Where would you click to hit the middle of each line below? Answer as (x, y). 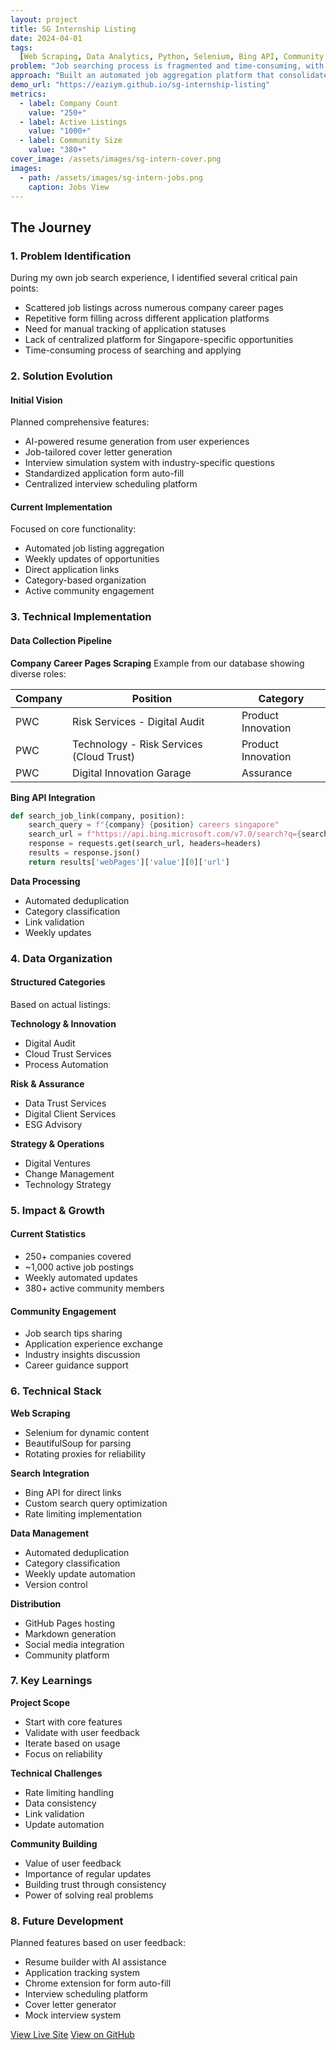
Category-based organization (85, 580)
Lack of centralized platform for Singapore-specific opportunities (159, 340)
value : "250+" (57, 112)
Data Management (50, 1533)
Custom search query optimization (96, 1503)
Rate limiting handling (69, 1792)
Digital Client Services (70, 1113)
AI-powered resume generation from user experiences (137, 442)
